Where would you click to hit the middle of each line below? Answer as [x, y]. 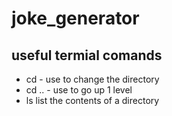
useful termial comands [87, 55]
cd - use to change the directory [92, 79]
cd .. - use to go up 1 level [79, 90]
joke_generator [75, 18]
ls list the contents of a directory [92, 100]
